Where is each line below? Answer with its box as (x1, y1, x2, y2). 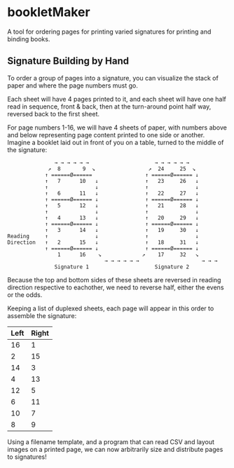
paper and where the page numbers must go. (7, 81, 139, 90)
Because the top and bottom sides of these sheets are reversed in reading (7, 275, 221, 284)
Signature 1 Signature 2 (54, 263, 190, 270)
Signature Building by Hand (7, 55, 130, 67)
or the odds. (7, 290, 43, 298)
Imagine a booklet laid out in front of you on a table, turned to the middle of (7, 138, 224, 146)
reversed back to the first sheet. (7, 109, 100, 118)
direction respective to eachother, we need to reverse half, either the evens (7, 283, 224, 291)
